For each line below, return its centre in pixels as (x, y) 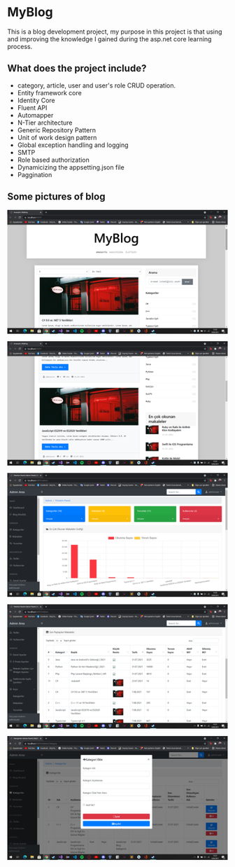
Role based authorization (53, 160)
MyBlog (30, 12)
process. (20, 46)
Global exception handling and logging (73, 145)
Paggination (35, 174)
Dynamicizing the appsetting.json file (71, 167)
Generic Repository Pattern (57, 130)
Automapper (35, 115)
